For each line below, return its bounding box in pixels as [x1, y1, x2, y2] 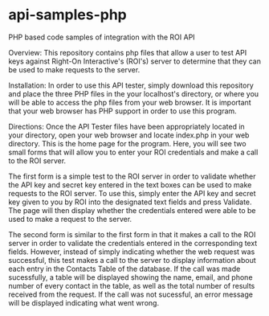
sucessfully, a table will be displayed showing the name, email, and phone [8, 272, 253, 282]
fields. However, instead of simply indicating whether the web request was [8, 247, 255, 256]
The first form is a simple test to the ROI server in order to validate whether [8, 171, 256, 181]
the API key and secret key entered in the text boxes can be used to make [8, 179, 252, 190]
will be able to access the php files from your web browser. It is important [8, 97, 251, 107]
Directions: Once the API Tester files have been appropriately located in [8, 121, 245, 131]
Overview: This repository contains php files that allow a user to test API [8, 47, 247, 57]
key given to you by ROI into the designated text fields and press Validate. [8, 197, 252, 207]
